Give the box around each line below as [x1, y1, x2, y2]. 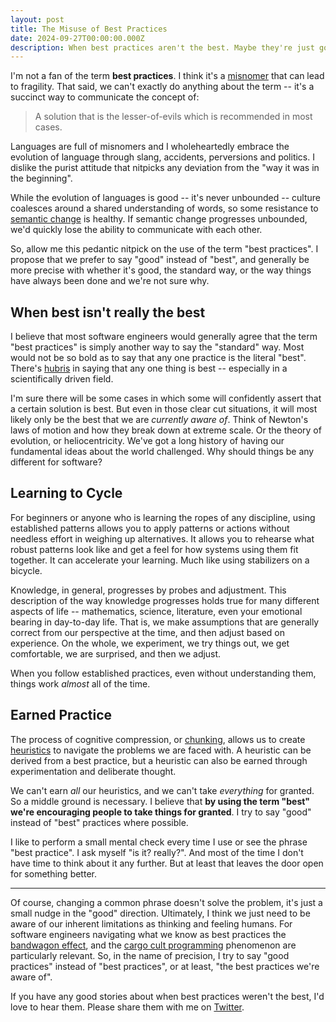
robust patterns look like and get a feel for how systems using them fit [10, 543, 299, 555]
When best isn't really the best [10, 304, 206, 321]
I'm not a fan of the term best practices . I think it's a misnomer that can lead [10, 70, 325, 82]
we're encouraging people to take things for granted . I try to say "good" [10, 806, 312, 818]
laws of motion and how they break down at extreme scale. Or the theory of [10, 424, 322, 436]
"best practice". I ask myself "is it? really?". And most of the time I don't [10, 846, 304, 858]
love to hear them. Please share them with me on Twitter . [10, 1001, 245, 1013]
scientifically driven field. [10, 373, 114, 385]
